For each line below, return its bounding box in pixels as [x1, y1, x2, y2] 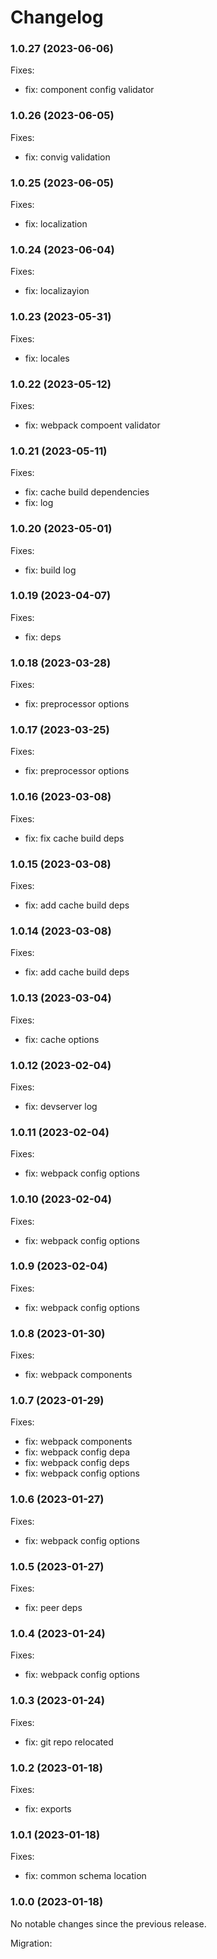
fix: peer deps [24, 1602, 83, 1614]
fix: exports [24, 1802, 72, 1815]
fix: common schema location [24, 1870, 147, 1882]
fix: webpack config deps [24, 1457, 130, 1469]
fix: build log [24, 564, 77, 576]
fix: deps [24, 631, 62, 643]
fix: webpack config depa [24, 1446, 131, 1458]
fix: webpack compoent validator [24, 419, 161, 431]
